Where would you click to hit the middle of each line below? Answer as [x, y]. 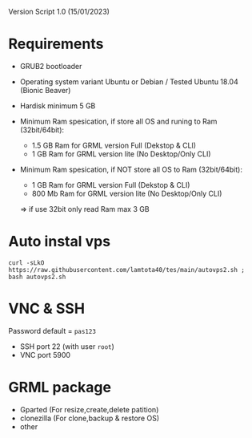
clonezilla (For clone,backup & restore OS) [90, 418]
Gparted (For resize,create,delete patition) [89, 409]
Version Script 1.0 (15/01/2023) [59, 12]
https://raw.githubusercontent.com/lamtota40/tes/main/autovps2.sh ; [127, 270]
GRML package [60, 387]
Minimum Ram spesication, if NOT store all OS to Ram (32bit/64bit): [131, 169]
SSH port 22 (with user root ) [67, 346]
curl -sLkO [26, 263]
